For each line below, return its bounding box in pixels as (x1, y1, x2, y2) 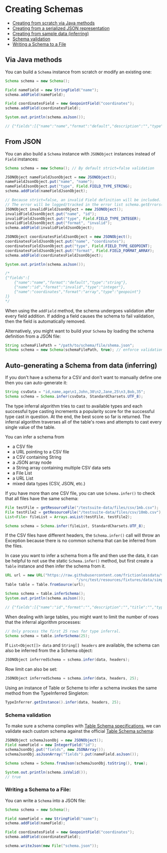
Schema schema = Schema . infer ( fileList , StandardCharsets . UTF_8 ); (5, 523, 146, 529)
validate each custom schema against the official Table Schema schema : (5, 728, 154, 734)
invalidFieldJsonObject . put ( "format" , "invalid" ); (5, 221, 112, 226)
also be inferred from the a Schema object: (5, 648, 93, 654)
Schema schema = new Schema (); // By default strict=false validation (5, 165, 155, 170)
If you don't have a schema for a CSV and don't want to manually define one (5, 375, 162, 381)
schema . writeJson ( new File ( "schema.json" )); (5, 844, 99, 849)
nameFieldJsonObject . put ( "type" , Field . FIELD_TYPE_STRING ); (5, 184, 133, 189)
